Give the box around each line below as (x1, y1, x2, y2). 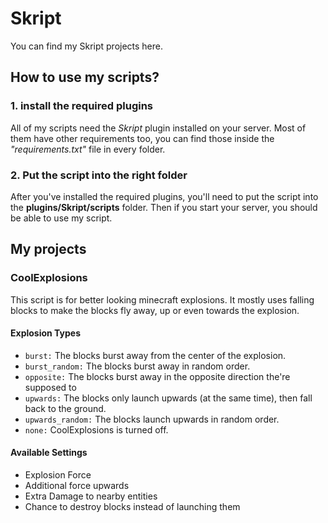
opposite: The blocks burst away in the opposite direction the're (24, 370, 291, 382)
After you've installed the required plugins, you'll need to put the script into (10, 190, 319, 202)
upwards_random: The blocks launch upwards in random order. (24, 413, 280, 425)
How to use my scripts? (10, 69, 160, 86)
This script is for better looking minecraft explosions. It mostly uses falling (10, 293, 315, 306)
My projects (10, 241, 87, 258)
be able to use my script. (10, 212, 113, 224)
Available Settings (10, 447, 88, 459)
